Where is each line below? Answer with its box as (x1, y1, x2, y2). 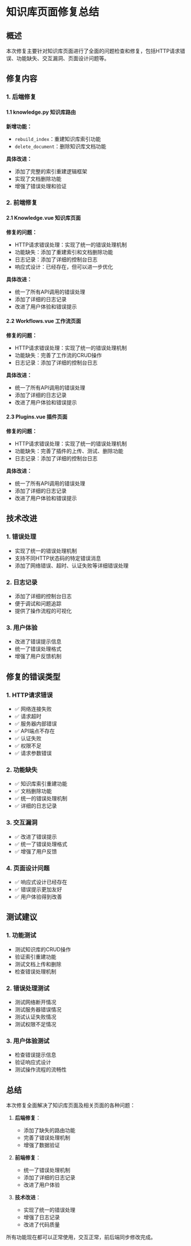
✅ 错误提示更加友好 (14, 885, 62, 893)
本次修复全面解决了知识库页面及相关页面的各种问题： (6, 1102, 136, 1109)
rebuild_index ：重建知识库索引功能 (14, 135, 101, 142)
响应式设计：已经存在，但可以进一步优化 (14, 263, 113, 270)
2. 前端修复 (6, 199, 38, 207)
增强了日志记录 (23, 1214, 60, 1221)
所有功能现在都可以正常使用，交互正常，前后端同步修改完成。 (6, 1234, 156, 1241)
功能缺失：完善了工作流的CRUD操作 (14, 351, 102, 358)
